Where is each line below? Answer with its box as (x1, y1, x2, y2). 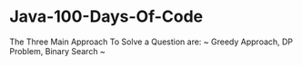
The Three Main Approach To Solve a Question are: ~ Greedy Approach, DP (9, 36, 294, 47)
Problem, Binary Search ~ (9, 45, 106, 56)
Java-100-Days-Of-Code (9, 6, 204, 27)
